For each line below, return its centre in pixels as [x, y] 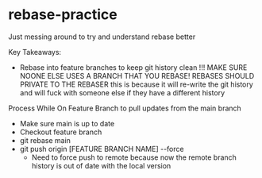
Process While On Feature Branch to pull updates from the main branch [125, 108]
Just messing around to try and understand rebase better [102, 37]
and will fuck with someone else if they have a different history [122, 92]
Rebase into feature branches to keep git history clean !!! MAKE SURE [133, 67]
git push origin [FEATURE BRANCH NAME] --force [102, 149]
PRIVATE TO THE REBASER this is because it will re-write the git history [137, 84]
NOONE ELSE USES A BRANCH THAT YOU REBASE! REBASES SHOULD [137, 75]
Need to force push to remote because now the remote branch [134, 157]
